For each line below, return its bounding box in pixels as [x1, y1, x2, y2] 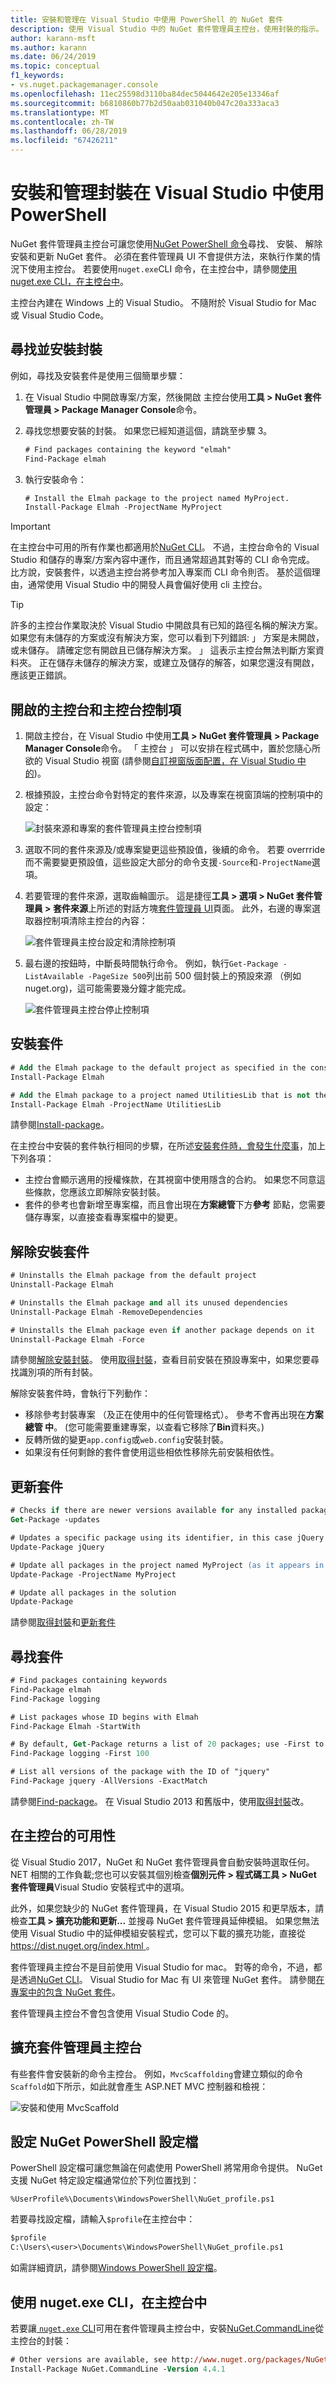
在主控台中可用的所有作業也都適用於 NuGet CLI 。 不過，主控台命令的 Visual [10, 541, 320, 553]
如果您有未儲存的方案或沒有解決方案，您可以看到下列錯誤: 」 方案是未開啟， [10, 632, 325, 644]
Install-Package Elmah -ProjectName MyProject [24, 502, 223, 513]
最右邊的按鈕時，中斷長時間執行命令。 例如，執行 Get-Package [24, 957, 279, 970]
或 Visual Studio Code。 [10, 309, 110, 321]
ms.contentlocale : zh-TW [10, 117, 114, 127]
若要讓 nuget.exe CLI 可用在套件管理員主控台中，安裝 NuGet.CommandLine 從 [10, 2322, 325, 2334]
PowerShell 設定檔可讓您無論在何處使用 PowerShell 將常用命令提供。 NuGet [10, 2162, 323, 2174]
